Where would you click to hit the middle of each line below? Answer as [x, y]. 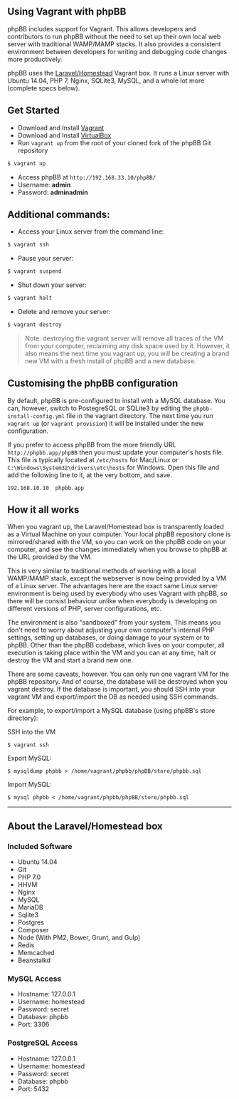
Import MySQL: [30, 785]
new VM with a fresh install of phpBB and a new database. [110, 361]
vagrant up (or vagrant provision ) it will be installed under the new [106, 423]
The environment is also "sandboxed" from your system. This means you [114, 623]
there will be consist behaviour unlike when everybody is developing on [112, 601]
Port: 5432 [33, 1088]
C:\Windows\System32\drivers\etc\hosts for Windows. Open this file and [113, 467]
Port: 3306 [33, 1024]
